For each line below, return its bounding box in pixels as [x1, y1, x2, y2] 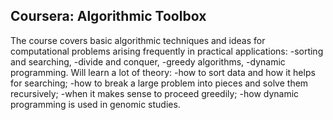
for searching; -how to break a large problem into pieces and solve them [10, 77, 309, 89]
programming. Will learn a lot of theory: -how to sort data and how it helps [10, 66, 316, 78]
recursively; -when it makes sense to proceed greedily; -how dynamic [10, 87, 300, 99]
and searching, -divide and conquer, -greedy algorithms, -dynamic [10, 55, 286, 68]
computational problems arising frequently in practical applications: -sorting [10, 45, 324, 57]
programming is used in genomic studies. [10, 98, 181, 110]
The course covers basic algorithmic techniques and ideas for [10, 34, 266, 46]
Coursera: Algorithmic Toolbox [10, 8, 207, 25]
